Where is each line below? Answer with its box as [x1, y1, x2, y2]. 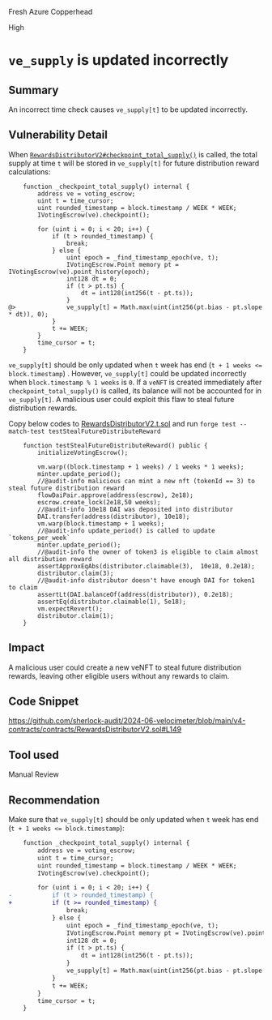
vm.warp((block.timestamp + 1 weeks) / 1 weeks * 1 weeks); [37, 462, 244, 471]
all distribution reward [8, 555, 92, 563]
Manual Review [8, 769, 59, 779]
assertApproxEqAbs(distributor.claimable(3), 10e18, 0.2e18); [37, 562, 255, 570]
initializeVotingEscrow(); [37, 448, 129, 456]
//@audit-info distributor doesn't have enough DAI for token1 [37, 576, 255, 585]
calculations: [8, 166, 51, 177]
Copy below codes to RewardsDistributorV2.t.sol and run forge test [8, 418, 236, 428]
